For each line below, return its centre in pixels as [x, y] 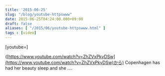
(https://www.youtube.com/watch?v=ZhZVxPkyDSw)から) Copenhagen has [83, 62]
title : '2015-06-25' [27, 10]
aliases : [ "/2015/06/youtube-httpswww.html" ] [55, 28]
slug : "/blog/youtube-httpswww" [39, 14]
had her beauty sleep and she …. [39, 68]
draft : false [19, 24]
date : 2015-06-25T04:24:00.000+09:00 [44, 19]
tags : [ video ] [21, 33]
